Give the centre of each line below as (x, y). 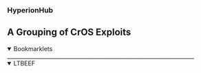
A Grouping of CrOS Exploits (69, 32)
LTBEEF (24, 63)
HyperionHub (30, 10)
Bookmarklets (33, 48)
